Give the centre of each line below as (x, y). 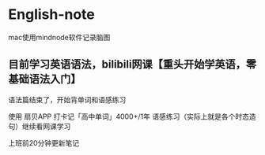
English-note (51, 15)
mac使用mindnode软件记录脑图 (59, 37)
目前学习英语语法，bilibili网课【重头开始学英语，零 (132, 65)
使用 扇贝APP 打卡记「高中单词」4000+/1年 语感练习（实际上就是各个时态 (129, 116)
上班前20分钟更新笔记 (44, 142)
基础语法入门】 (45, 79)
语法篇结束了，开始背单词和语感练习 (67, 99)
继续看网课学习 (46, 126)
